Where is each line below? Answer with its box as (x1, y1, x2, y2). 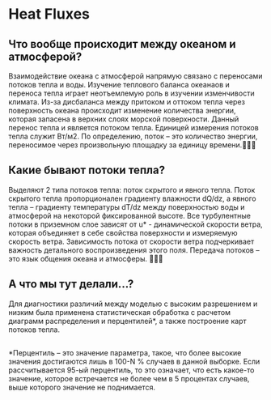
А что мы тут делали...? (8, 277, 134, 291)
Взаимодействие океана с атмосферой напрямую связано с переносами (8, 71, 263, 81)
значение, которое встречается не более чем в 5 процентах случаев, (8, 374, 250, 384)
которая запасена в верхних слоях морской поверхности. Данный (8, 114, 239, 124)
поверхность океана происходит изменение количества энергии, (8, 106, 236, 115)
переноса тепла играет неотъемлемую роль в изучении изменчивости (8, 88, 255, 98)
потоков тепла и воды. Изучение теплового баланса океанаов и (8, 80, 231, 89)
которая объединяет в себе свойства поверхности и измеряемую (8, 228, 238, 237)
